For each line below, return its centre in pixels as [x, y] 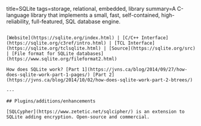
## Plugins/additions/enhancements [51, 101]
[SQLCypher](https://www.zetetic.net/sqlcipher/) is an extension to [96, 112]
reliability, [18, 21]
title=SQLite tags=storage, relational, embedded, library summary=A [91, 9]
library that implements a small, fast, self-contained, [95, 15]
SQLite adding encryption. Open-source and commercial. [78, 117]
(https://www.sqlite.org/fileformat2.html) [62, 59]
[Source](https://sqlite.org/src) [152, 48]
